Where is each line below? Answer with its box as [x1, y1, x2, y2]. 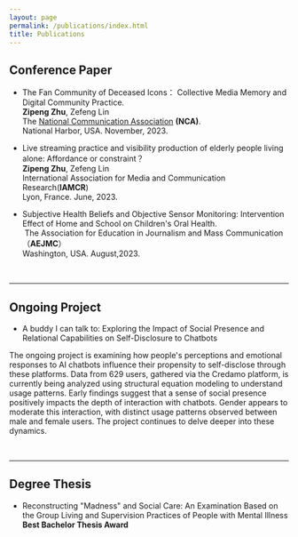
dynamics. [9, 426, 47, 436]
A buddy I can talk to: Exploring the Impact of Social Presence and [21, 324, 264, 333]
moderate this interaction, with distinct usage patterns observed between [9, 406, 278, 417]
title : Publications [9, 29, 86, 38]
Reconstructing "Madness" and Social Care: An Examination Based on [21, 500, 278, 511]
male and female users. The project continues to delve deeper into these [9, 416, 275, 427]
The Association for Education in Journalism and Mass [24, 228, 224, 238]
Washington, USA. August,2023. [21, 248, 140, 259]
